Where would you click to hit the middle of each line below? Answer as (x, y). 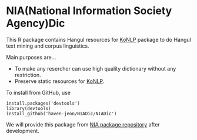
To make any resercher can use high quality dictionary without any (95, 68)
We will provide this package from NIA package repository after (83, 124)
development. (23, 131)
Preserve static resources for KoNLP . (59, 81)
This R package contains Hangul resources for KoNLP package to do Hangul (98, 39)
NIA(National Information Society (89, 11)
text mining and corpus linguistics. (48, 46)
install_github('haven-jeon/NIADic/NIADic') (61, 114)
